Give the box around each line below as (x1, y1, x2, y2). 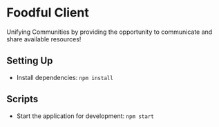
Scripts (6, 93, 39, 105)
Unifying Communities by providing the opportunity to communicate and (6, 28, 213, 36)
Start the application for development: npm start (16, 112, 155, 120)
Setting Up (6, 55, 53, 67)
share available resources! (6, 35, 82, 43)
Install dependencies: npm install (16, 73, 113, 81)
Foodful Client (6, 5, 89, 21)
